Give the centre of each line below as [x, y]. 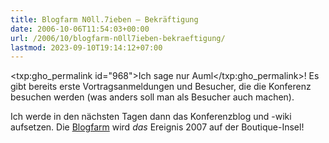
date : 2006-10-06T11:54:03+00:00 [80, 29]
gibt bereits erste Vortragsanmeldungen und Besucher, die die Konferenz [161, 87]
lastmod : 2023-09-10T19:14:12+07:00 [86, 47]
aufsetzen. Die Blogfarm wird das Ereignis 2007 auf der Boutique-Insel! [157, 127]
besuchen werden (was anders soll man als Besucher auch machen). [152, 97]
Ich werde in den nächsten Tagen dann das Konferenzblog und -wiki [151, 117]
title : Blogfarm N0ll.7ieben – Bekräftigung [104, 19]
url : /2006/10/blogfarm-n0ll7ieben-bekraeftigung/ [118, 38]
